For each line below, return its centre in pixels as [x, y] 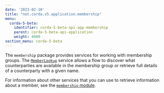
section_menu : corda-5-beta [34, 41]
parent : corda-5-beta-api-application [53, 32]
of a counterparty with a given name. [42, 71]
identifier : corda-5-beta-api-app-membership [61, 28]
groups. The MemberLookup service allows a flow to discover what [70, 60]
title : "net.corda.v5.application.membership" [53, 14]
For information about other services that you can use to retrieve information [82, 80]
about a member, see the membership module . [51, 85]
